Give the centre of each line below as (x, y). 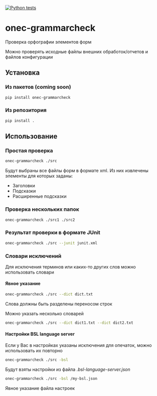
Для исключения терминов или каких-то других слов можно (71, 267)
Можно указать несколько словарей (45, 313)
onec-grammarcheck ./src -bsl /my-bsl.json (51, 378)
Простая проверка (29, 151)
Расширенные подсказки (39, 196)
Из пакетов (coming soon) (38, 87)
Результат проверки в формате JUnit (53, 232)
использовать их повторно (34, 351)
